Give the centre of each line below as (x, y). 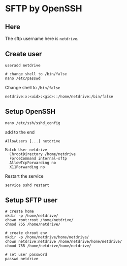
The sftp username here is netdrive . (42, 38)
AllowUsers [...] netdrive (33, 141)
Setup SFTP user (31, 200)
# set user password (26, 255)
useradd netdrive (23, 65)
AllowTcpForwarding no (33, 163)
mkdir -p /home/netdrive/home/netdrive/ (47, 237)
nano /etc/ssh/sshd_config (33, 123)
